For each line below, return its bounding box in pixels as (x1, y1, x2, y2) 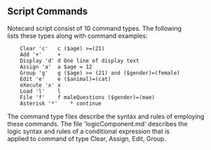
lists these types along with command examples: (7, 31, 149, 40)
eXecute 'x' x (20, 82, 61, 89)
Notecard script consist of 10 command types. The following (7, 24, 182, 32)
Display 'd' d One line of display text (20, 57, 139, 64)
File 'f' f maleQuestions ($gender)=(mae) (20, 93, 156, 100)
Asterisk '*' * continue (20, 100, 102, 107)
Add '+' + (20, 51, 61, 58)
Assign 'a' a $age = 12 (20, 63, 93, 70)
